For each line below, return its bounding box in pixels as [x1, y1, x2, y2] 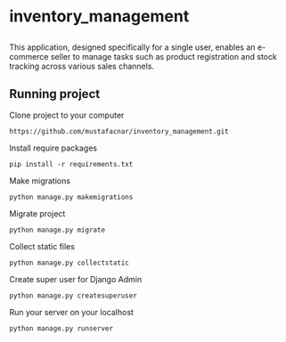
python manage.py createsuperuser [9, 291, 138, 300]
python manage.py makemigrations [9, 193, 134, 202]
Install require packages [9, 142, 98, 153]
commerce [9, 51, 49, 61]
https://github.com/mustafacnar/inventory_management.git [9, 127, 229, 136]
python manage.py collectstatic [9, 258, 129, 268]
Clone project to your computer [9, 110, 125, 121]
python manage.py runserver [9, 324, 114, 333]
